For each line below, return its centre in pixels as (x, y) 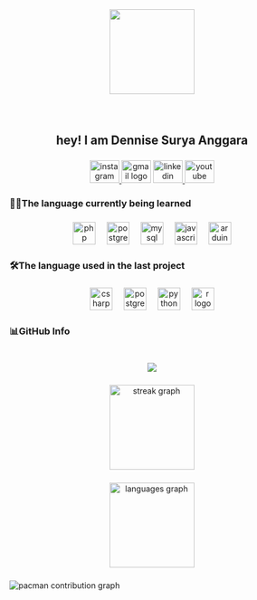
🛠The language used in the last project (97, 266)
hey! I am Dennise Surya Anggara (152, 141)
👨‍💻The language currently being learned (100, 204)
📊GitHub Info (40, 331)
